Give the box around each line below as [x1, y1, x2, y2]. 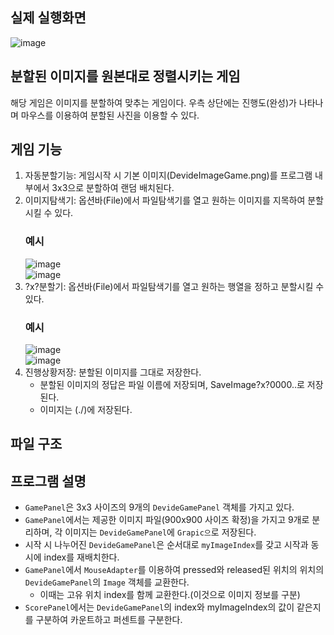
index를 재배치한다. [43, 551, 120, 563]
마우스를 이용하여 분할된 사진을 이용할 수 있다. [20, 109, 200, 121]
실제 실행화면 [10, 9, 87, 27]
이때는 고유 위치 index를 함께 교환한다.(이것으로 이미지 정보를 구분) [39, 589, 301, 601]
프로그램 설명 [10, 473, 87, 490]
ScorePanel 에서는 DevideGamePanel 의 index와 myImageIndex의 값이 [24, 601, 295, 613]
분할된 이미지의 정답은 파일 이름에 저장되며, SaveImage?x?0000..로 [39, 379, 305, 391]
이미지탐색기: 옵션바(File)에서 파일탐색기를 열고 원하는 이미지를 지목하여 [24, 194, 306, 207]
